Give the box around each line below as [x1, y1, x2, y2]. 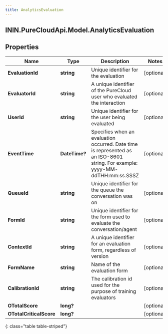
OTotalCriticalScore [7, 310, 56, 317]
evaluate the [91, 219, 120, 226]
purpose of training [91, 287, 136, 294]
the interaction [91, 99, 125, 106]
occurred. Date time [91, 141, 138, 148]
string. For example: [91, 159, 138, 166]
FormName [7, 264, 35, 271]
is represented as [91, 147, 132, 154]
